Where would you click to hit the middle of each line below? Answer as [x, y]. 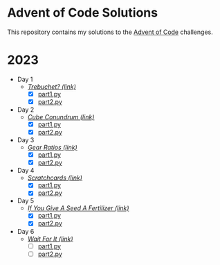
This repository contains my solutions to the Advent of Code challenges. [110, 32]
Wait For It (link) [50, 239]
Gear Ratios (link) [52, 148]
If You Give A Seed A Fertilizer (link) [78, 208]
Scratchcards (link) [55, 178]
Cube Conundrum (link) [61, 117]
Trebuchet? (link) [52, 86]
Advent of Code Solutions [82, 13]
